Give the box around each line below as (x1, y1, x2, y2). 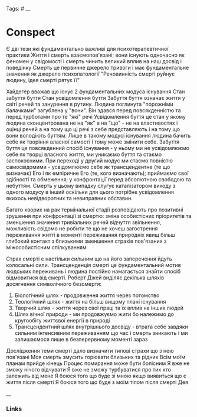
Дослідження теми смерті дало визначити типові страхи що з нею (6, 347, 174, 354)
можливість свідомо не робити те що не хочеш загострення (6, 224, 158, 232)
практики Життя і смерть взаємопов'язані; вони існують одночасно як (6, 51, 185, 58)
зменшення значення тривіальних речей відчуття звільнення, (6, 219, 162, 226)
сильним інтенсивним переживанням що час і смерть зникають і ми (14, 329, 188, 336)
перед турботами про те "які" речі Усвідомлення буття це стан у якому (6, 113, 186, 120)
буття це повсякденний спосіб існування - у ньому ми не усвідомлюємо (6, 144, 190, 151)
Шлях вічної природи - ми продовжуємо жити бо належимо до (14, 310, 174, 318)
